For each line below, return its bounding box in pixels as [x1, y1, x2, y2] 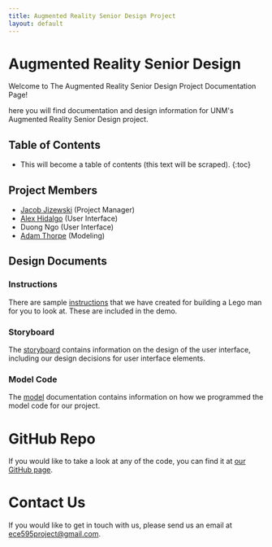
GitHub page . [8, 465, 53, 475]
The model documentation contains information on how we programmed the [8, 392, 264, 402]
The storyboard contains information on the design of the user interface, [8, 345, 251, 355]
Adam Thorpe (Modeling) [19, 231, 106, 241]
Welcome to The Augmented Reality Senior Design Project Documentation [8, 81, 257, 91]
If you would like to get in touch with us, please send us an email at [8, 520, 233, 530]
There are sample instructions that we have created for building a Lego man [8, 297, 262, 307]
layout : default [8, 20, 63, 28]
